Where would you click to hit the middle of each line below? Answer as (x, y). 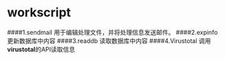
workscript (39, 13)
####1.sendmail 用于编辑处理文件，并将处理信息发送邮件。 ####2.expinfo (112, 32)
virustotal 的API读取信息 (41, 49)
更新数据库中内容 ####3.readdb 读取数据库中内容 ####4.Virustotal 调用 (109, 41)
